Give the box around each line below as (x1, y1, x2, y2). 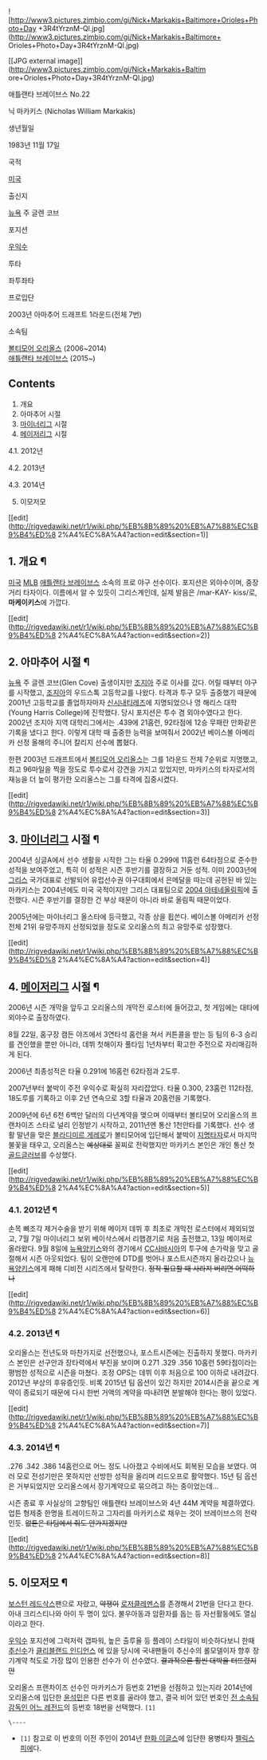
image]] (57, 56, 84, 65)
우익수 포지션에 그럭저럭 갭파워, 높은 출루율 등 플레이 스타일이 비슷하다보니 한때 (8, 1636, 255, 1645)
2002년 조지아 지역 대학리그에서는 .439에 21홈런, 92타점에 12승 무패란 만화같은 (8, 717, 257, 728)
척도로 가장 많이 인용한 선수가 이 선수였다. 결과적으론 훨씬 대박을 (29, 1656, 230, 1665)
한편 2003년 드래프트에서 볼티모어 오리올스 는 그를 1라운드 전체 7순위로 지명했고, (8, 755, 258, 764)
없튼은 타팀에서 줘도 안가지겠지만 (25, 1518, 128, 1527)
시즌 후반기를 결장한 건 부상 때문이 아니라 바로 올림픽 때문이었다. (31, 895, 231, 905)
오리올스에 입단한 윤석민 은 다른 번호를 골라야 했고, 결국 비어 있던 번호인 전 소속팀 (8, 1692, 259, 1702)
